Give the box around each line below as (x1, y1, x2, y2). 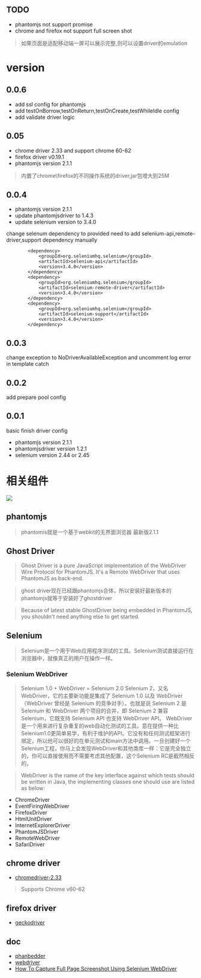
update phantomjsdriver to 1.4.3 (14, 212, 94, 219)
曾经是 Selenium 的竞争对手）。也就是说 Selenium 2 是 (53, 699, 187, 706)
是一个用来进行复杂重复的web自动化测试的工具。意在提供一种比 (20, 722, 179, 729)
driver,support (6, 237, 41, 244)
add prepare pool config (6, 393, 66, 401)
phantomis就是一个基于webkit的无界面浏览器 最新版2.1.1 (20, 528, 159, 535)
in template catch (6, 360, 49, 368)
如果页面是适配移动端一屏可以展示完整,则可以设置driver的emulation (20, 39, 188, 47)
